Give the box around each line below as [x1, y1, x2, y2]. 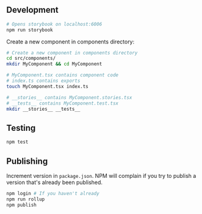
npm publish [6, 202, 37, 208]
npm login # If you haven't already [6, 190, 99, 196]
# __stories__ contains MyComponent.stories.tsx [6, 94, 132, 100]
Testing [6, 122, 36, 133]
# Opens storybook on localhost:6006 [6, 21, 103, 27]
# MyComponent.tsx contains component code [6, 72, 119, 78]
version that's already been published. [6, 179, 103, 186]
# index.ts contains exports [6, 78, 81, 84]
